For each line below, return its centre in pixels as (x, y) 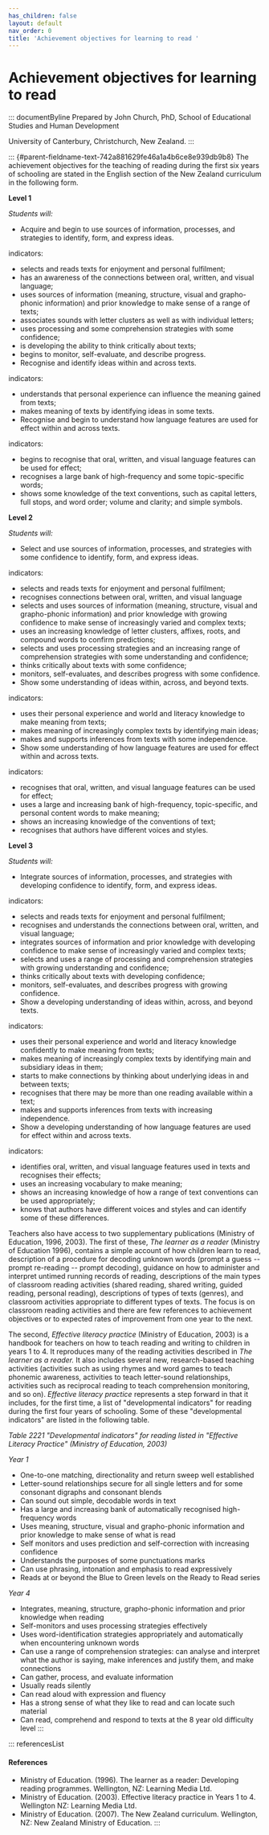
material (33, 1711)
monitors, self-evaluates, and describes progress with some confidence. (140, 674)
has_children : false (43, 16)
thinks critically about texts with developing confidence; (112, 977)
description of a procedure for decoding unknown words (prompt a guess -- (134, 1260)
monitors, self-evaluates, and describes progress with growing (124, 985)
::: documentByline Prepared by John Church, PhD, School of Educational (130, 117)
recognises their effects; (60, 1175)
